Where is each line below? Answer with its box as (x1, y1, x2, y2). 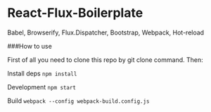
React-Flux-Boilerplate (7, 5, 143, 21)
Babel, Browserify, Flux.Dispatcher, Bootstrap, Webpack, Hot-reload (7, 28, 205, 37)
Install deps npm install (7, 69, 77, 77)
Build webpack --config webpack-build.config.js (7, 97, 150, 105)
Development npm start (7, 82, 76, 91)
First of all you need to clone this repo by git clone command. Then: (7, 55, 203, 64)
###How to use (7, 42, 53, 50)
